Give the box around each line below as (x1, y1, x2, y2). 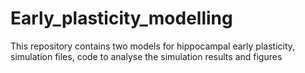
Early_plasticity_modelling (10, 7, 233, 30)
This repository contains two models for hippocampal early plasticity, (10, 40, 296, 52)
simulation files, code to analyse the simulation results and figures (10, 50, 283, 62)
